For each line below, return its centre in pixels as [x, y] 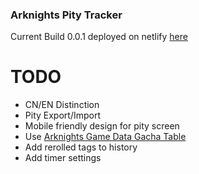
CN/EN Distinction [62, 105]
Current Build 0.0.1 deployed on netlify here [99, 37]
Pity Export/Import [62, 115]
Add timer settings [63, 158]
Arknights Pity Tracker [66, 15]
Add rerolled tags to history [81, 147]
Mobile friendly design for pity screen [102, 126]
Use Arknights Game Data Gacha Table [105, 137]
